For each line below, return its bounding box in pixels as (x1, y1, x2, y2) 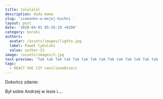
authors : (5, 34, 23, 39)
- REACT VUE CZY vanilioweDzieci (9, 66, 78, 71)
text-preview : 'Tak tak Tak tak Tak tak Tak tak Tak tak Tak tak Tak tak (5, 57, 159, 62)
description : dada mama (5, 12, 54, 16)
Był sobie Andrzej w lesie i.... (5, 88, 63, 94)
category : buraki (5, 30, 41, 34)
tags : (5, 61, 16, 66)
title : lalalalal (5, 7, 41, 12)
